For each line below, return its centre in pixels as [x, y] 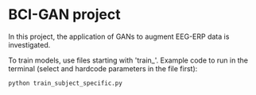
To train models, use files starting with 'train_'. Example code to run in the [128, 60]
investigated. [29, 44]
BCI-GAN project [64, 15]
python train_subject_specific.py [66, 83]
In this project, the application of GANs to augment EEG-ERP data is [119, 36]
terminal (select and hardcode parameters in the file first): [103, 68]
